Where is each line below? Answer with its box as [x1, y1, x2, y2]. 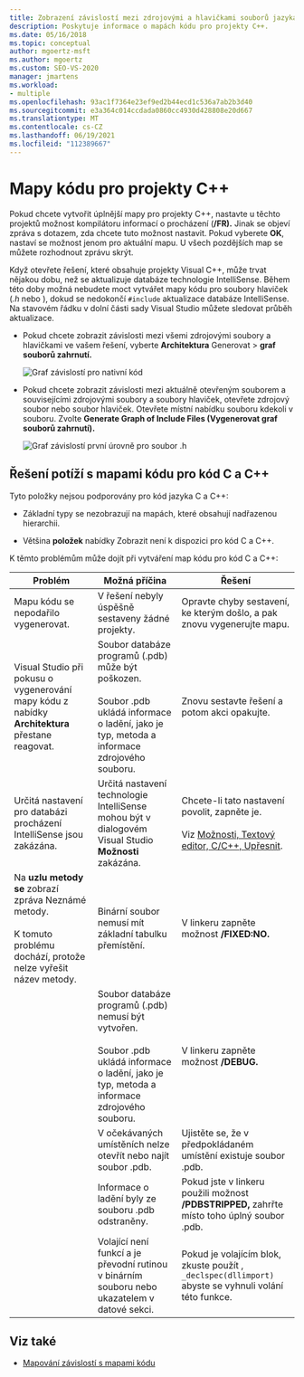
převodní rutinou [97, 1258, 168, 1270]
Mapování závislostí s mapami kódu [22, 1358, 156, 1369]
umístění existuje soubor [181, 1149, 286, 1162]
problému [14, 938, 55, 951]
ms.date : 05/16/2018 [9, 30, 88, 39]
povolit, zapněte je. [181, 805, 262, 818]
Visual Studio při [14, 660, 84, 673]
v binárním [97, 1268, 143, 1281]
